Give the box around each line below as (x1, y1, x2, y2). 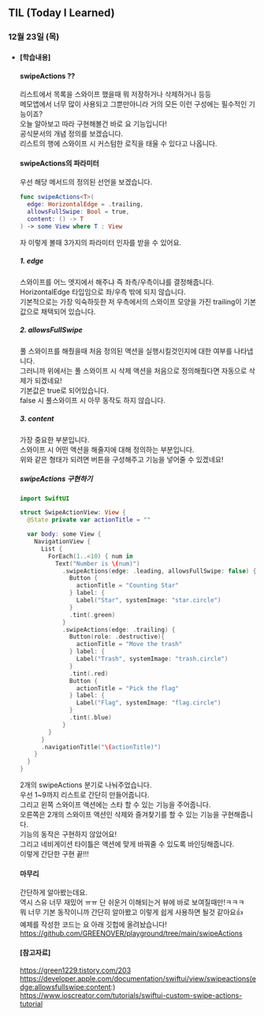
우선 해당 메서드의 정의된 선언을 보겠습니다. (19, 177, 153, 187)
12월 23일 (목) (8, 32, 60, 43)
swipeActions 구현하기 (19, 474, 93, 484)
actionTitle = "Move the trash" (76, 641, 183, 648)
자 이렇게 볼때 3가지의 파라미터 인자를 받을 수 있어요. (19, 237, 182, 247)
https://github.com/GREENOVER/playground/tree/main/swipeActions (19, 928, 243, 938)
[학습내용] (19, 52, 51, 62)
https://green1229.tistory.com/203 (19, 966, 132, 975)
